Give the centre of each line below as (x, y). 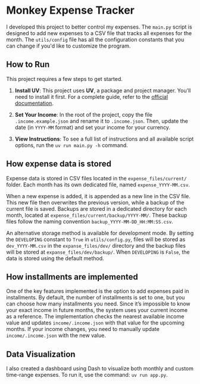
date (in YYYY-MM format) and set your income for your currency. (93, 127)
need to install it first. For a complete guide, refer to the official (91, 96)
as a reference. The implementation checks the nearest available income (95, 317)
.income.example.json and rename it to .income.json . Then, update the (101, 121)
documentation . (34, 103)
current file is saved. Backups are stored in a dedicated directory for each (97, 208)
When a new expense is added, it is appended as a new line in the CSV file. (98, 196)
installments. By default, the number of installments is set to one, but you (96, 298)
